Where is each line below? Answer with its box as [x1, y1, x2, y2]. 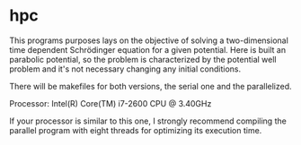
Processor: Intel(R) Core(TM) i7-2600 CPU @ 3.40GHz [9, 98, 212, 108]
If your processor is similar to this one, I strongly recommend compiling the [9, 115, 288, 126]
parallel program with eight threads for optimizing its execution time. [9, 124, 262, 135]
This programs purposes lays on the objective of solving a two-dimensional [9, 35, 289, 46]
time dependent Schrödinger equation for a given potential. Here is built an [9, 44, 286, 55]
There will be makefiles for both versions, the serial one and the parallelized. [9, 81, 292, 91]
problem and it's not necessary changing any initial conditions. [9, 64, 241, 74]
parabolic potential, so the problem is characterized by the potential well [9, 54, 277, 64]
